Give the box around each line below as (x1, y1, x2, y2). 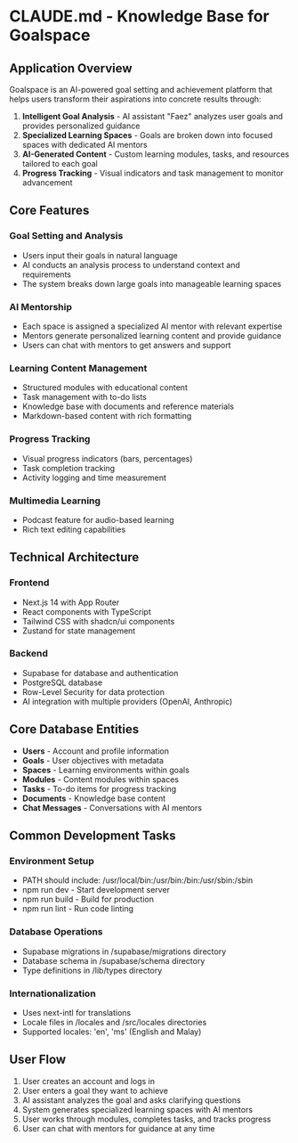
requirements (21, 269, 71, 280)
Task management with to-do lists (21, 392, 147, 403)
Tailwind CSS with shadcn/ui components (21, 616, 175, 626)
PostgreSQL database (21, 677, 103, 688)
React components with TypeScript (21, 606, 151, 616)
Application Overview (9, 61, 133, 76)
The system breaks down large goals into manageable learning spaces (21, 278, 282, 289)
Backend (9, 648, 49, 660)
